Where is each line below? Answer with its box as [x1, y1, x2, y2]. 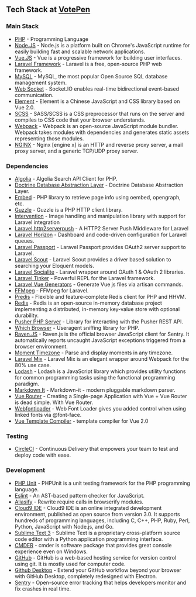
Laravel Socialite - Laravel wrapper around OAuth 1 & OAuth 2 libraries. [14, 268, 185, 275]
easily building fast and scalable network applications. [14, 48, 146, 55]
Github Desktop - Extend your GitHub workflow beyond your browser [14, 567, 181, 574]
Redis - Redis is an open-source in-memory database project [14, 299, 163, 306]
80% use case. [14, 361, 51, 368]
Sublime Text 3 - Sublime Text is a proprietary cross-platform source [14, 529, 180, 536]
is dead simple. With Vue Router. [14, 399, 94, 406]
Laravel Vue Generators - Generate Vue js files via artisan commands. [14, 281, 183, 288]
